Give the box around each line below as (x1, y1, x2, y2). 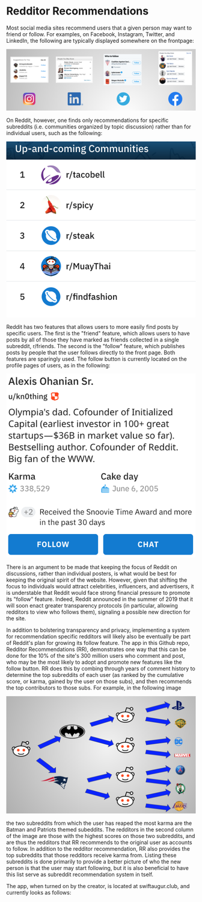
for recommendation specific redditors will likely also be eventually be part (6, 632, 191, 640)
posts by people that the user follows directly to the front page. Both (6, 349, 176, 356)
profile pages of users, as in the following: (6, 361, 111, 369)
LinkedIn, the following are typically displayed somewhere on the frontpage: (6, 37, 194, 44)
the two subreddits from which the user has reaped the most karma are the (6, 819, 192, 827)
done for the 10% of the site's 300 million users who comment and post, (6, 652, 185, 659)
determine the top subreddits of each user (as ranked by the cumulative (6, 671, 185, 678)
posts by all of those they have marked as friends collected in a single (6, 336, 179, 343)
